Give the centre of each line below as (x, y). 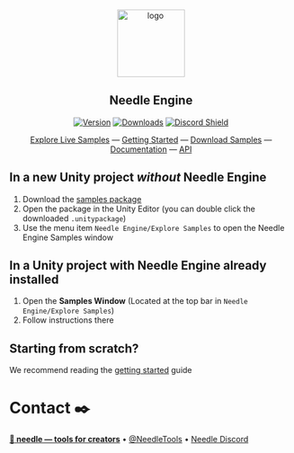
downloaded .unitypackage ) (74, 218)
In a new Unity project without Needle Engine (138, 178)
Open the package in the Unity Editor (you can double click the (139, 209)
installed (34, 280)
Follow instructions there (68, 320)
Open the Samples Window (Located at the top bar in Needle (135, 301)
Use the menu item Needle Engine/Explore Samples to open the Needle (153, 227)
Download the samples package (82, 199)
